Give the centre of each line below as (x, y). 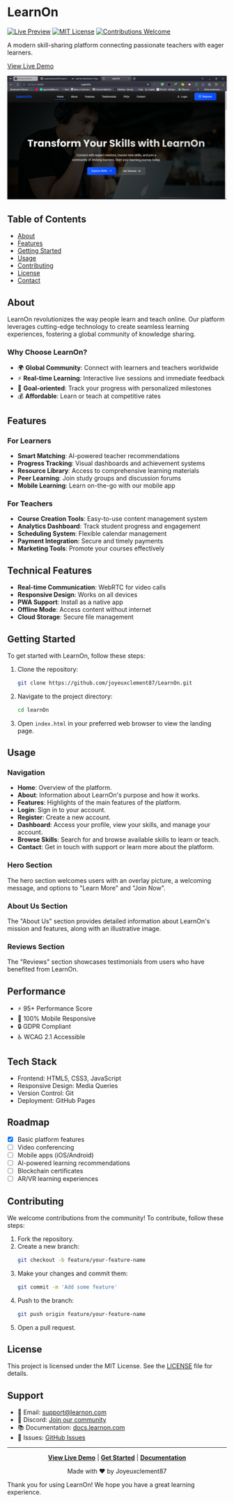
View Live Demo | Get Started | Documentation (117, 1458)
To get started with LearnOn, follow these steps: (76, 655)
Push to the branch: (46, 1300)
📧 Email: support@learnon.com (62, 1412)
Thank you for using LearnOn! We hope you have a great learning (101, 1485)
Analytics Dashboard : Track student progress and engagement (109, 526)
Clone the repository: (48, 669)
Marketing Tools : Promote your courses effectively (91, 548)
